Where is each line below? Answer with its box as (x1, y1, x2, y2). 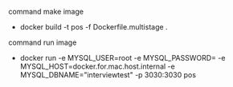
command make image (8, 7, 84, 16)
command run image (8, 38, 77, 47)
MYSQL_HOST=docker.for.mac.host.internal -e (19, 61, 175, 71)
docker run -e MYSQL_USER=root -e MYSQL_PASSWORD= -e (19, 53, 226, 62)
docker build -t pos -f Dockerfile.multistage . (19, 22, 168, 31)
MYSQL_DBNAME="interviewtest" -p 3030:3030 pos (19, 70, 197, 79)
